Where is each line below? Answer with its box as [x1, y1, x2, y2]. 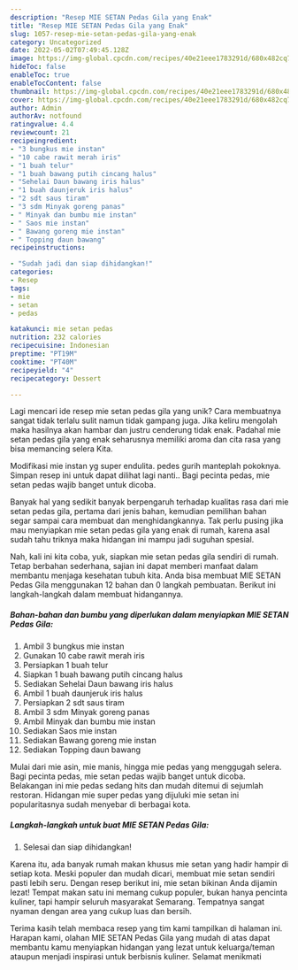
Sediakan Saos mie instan [22, 726, 118, 736]
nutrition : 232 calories [10, 333, 102, 342]
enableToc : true [10, 71, 70, 80]
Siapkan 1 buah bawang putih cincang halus [22, 669, 184, 680]
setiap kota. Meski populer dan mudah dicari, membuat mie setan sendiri [10, 868, 276, 879]
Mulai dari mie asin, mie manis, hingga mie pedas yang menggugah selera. [10, 762, 282, 773]
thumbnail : [10, 87, 50, 96]
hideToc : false [10, 63, 66, 72]
